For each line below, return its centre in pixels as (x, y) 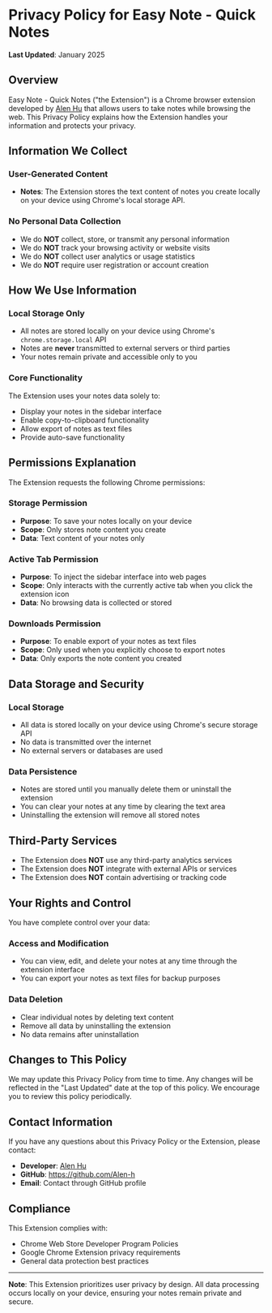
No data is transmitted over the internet (85, 742)
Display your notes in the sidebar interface (91, 411)
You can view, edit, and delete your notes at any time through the (128, 961)
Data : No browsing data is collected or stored (96, 603)
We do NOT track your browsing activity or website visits (115, 247)
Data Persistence (43, 772)
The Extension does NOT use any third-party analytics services (126, 860)
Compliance (40, 1209)
